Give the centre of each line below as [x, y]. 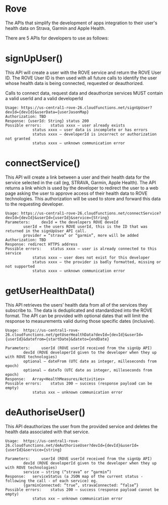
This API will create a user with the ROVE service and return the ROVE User [83, 72]
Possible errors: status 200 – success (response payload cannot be [82, 490]
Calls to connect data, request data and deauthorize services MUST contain [84, 93]
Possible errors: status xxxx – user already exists [65, 125]
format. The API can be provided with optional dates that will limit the [77, 315]
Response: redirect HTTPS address [42, 244]
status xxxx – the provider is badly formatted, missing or [97, 262]
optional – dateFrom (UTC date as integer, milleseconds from [90, 361]
